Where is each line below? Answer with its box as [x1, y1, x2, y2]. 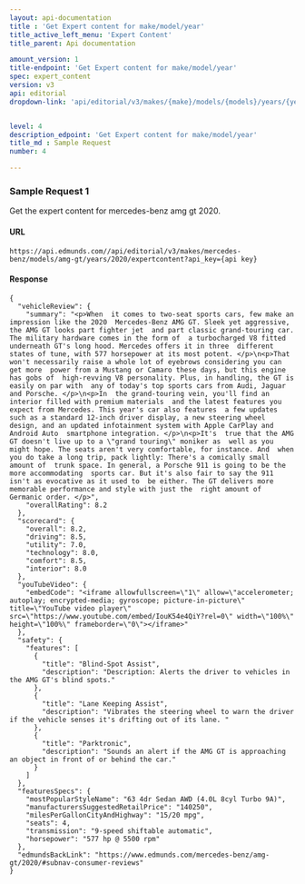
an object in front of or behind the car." [9, 755, 177, 764]
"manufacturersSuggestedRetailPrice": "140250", [25, 802, 213, 811]
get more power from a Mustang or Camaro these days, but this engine [9, 365, 286, 374]
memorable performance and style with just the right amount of [9, 484, 261, 493]
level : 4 [9, 122, 43, 131]
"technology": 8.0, [25, 548, 100, 557]
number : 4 [9, 147, 47, 156]
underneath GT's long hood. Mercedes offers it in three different [9, 342, 274, 351]
